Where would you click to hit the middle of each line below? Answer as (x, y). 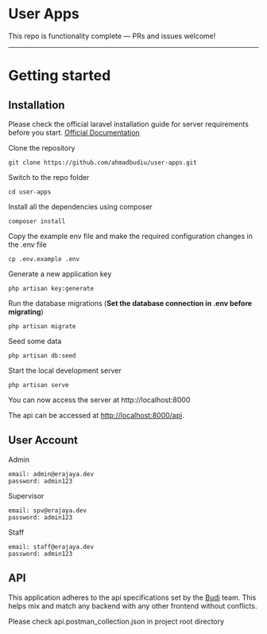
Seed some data (35, 341)
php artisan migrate (43, 326)
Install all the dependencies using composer (81, 206)
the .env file (28, 245)
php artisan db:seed (43, 355)
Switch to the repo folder (49, 177)
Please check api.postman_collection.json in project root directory (116, 621)
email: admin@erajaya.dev (51, 474)
